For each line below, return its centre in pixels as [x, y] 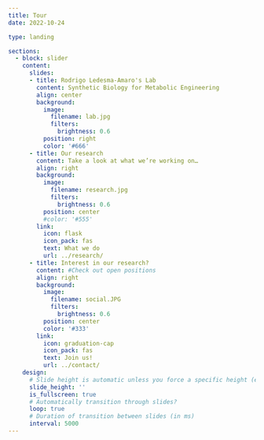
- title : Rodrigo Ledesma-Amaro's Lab [92, 80]
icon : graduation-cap [78, 343]
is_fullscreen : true [62, 394]
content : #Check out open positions [96, 270]
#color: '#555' [68, 219]
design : [35, 372]
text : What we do [71, 248]
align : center [59, 95]
